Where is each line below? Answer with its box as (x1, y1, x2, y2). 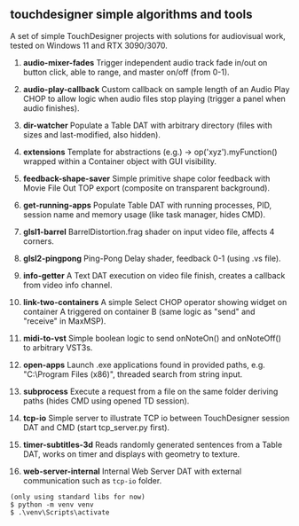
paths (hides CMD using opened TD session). (22, 395, 190, 406)
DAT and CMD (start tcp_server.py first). (22, 421, 170, 433)
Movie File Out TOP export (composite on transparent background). (22, 182, 270, 193)
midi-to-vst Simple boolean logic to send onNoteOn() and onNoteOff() (22, 333, 282, 343)
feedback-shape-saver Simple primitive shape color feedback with (22, 173, 271, 184)
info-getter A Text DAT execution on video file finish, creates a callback (22, 270, 286, 280)
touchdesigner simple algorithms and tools (10, 7, 253, 22)
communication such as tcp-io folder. (22, 475, 162, 486)
